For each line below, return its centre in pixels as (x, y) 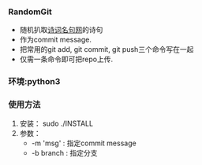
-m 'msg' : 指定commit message (84, 143)
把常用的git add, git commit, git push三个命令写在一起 (107, 49)
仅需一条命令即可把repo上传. (66, 59)
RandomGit (30, 12)
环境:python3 (34, 82)
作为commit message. (56, 40)
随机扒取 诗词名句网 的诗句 (61, 30)
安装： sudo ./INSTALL (56, 123)
